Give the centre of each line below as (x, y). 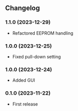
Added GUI (24, 80)
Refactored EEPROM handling (43, 33)
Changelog (23, 8)
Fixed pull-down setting (37, 56)
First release (25, 104)
